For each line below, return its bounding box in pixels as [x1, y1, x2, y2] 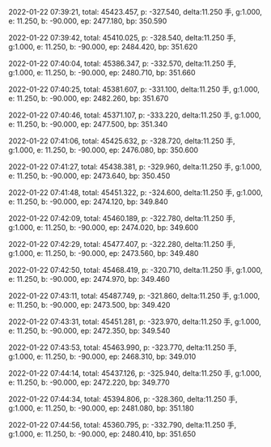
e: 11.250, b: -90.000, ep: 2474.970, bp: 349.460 [8, 275, 170, 283]
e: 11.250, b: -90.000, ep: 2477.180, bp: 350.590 [8, 16, 167, 26]
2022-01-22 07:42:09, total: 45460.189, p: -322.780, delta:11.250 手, [8, 214, 236, 223]
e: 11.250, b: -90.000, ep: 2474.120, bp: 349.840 [8, 197, 168, 206]
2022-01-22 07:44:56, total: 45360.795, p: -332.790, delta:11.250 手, [8, 420, 237, 429]
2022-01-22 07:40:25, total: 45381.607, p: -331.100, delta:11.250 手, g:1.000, [8, 84, 260, 94]
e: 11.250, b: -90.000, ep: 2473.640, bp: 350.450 [8, 171, 171, 181]
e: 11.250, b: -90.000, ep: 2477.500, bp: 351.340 [8, 120, 168, 129]
